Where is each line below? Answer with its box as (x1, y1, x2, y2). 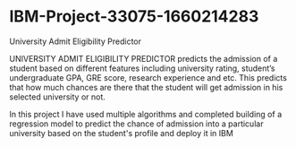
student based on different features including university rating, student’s (9, 63, 275, 73)
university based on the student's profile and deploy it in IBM (9, 127, 234, 138)
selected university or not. (9, 91, 106, 102)
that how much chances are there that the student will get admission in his (9, 82, 283, 92)
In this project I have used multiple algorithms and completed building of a (9, 108, 283, 119)
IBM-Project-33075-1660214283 (9, 6, 259, 27)
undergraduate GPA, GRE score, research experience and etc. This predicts (9, 72, 288, 82)
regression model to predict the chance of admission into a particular (9, 118, 264, 129)
